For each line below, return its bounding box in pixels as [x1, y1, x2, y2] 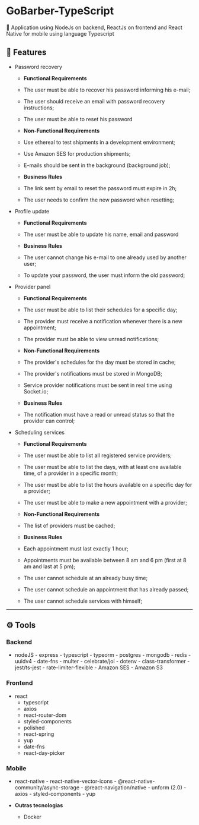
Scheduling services [14, 429, 65, 436]
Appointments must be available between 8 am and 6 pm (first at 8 [23, 556, 187, 563]
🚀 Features [6, 48, 47, 58]
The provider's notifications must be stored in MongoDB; [23, 370, 163, 377]
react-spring [23, 730, 54, 738]
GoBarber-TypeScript [6, 4, 114, 18]
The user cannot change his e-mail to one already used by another [23, 254, 187, 261]
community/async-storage [14, 784, 80, 791]
